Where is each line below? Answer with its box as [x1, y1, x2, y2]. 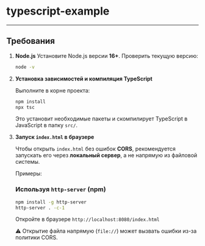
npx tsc [15, 104, 35, 110]
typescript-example [6, 4, 110, 18]
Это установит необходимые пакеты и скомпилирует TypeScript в [15, 115, 188, 122]
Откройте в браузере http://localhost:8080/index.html [15, 216, 160, 223]
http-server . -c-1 [15, 205, 65, 211]
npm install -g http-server [15, 199, 87, 205]
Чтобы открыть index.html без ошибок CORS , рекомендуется [15, 145, 176, 153]
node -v [15, 64, 35, 70]
